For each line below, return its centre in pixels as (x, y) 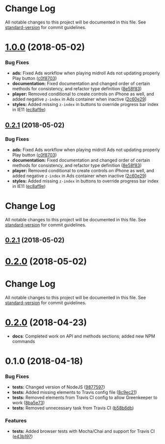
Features (16, 420)
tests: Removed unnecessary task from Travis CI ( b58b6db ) (73, 408)
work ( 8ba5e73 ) (28, 402)
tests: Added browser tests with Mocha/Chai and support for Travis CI (83, 431)
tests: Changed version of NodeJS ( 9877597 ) (59, 387)
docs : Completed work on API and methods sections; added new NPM (84, 336)
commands (24, 341)
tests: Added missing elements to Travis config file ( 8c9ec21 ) (75, 392)
